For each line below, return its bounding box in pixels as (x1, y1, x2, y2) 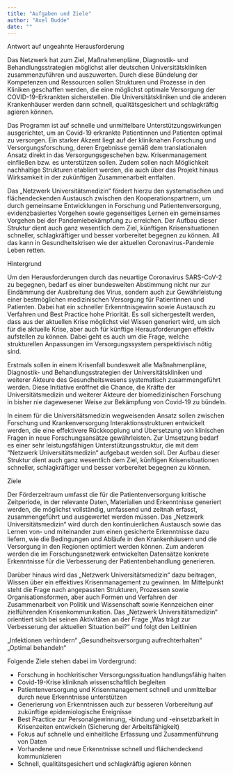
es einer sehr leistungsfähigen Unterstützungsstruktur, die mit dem (7, 441, 199, 450)
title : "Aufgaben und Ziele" (7, 10, 92, 17)
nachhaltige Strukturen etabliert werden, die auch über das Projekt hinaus (7, 165, 219, 175)
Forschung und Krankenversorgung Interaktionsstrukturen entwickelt (7, 419, 205, 427)
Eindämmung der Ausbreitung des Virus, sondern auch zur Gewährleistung (7, 288, 223, 297)
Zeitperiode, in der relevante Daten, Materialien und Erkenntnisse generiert (7, 498, 222, 506)
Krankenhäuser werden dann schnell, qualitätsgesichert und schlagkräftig (7, 101, 219, 109)
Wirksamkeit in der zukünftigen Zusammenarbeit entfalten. (7, 173, 176, 182)
